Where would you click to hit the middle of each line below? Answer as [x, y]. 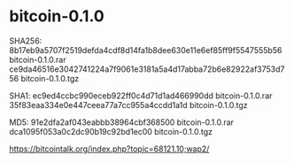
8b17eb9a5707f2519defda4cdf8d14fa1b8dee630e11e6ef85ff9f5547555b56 [146, 50]
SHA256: [26, 41]
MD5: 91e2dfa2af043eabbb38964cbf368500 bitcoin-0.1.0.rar [122, 122]
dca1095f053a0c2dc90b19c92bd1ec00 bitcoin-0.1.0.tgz [111, 131]
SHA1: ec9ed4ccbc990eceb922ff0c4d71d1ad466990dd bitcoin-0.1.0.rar [141, 96]
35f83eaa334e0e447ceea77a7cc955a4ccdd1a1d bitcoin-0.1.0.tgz [128, 105]
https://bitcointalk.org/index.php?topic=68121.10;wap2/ [109, 149]
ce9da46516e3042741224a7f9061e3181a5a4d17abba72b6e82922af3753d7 [147, 69]
